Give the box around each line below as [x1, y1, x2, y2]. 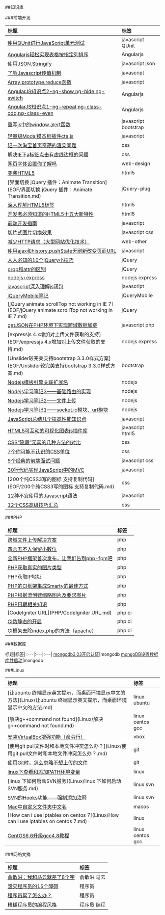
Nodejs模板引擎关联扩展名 [7, 379, 69, 385]
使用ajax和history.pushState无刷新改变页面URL [7, 247, 116, 254]
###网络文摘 [5, 851, 31, 857]
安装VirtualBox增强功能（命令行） [7, 733, 86, 740]
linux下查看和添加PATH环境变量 [7, 769, 81, 775]
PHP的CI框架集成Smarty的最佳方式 [7, 583, 88, 589]
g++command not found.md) [7, 722, 75, 729]
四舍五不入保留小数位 [7, 546, 57, 552]
